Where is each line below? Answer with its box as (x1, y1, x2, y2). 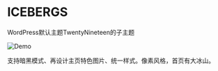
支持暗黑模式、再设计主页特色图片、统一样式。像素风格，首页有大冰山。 (7, 56, 215, 65)
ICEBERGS (7, 4, 68, 20)
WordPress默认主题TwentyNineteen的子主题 (7, 28, 135, 36)
